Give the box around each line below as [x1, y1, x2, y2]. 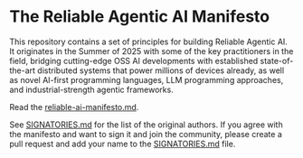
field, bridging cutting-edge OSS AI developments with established [9, 55, 259, 66]
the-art [9, 65, 36, 76]
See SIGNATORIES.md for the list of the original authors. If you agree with [9, 119, 283, 130]
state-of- [260, 55, 294, 66]
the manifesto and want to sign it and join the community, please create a [9, 128, 282, 139]
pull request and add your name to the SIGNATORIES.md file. [9, 138, 236, 149]
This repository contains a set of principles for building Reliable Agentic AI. [9, 36, 288, 47]
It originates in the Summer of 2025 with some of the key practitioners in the [9, 45, 294, 56]
